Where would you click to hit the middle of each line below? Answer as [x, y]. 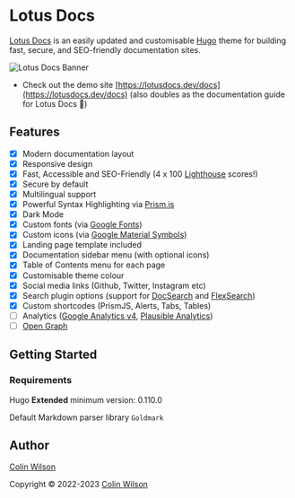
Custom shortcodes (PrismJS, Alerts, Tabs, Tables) [117, 305]
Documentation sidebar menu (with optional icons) [116, 255]
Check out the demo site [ [70, 84]
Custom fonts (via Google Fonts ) [82, 224]
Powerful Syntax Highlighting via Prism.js [98, 205]
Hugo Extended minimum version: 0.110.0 [86, 399]
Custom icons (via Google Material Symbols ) [104, 235]
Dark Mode [43, 214]
